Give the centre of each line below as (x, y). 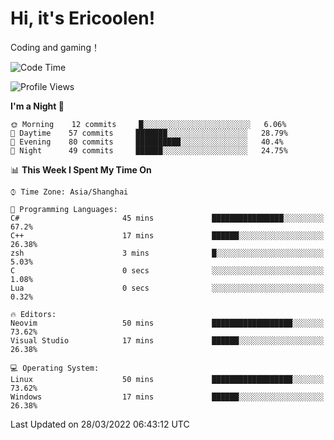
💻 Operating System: (55, 368)
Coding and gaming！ (55, 47)
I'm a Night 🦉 (37, 106)
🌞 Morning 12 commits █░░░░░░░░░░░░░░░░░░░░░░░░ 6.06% (148, 124)
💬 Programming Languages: (64, 209)
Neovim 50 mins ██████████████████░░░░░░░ (167, 323)
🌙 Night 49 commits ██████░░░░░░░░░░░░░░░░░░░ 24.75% (149, 150)
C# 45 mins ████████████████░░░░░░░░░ (167, 218)
